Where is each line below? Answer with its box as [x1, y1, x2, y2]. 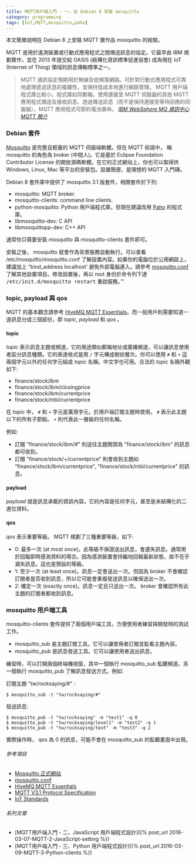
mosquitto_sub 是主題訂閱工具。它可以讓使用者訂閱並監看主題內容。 [14, 640, 181, 647]
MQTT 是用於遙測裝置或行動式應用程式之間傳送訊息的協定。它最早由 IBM [6, 49, 183, 56]
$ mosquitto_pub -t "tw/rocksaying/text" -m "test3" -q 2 [6, 725, 151, 731]
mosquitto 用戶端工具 [6, 606, 67, 614]
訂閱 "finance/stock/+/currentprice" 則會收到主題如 [14, 455, 139, 463]
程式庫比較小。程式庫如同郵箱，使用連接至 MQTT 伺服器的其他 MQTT [20, 91, 189, 98]
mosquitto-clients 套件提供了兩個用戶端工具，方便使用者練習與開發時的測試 [6, 620, 189, 627]
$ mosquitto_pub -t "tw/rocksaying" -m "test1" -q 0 [6, 714, 138, 721]
